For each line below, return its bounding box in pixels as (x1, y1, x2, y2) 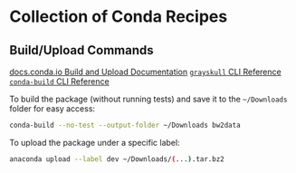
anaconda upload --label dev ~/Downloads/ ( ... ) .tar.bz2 (9, 154, 224, 164)
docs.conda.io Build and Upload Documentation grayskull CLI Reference (9, 66, 282, 77)
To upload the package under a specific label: (9, 137, 180, 148)
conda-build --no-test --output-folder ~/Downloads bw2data (9, 120, 242, 130)
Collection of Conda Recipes (9, 6, 228, 27)
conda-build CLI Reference (9, 76, 110, 87)
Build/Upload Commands (9, 43, 154, 58)
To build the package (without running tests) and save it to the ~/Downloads (9, 93, 288, 104)
